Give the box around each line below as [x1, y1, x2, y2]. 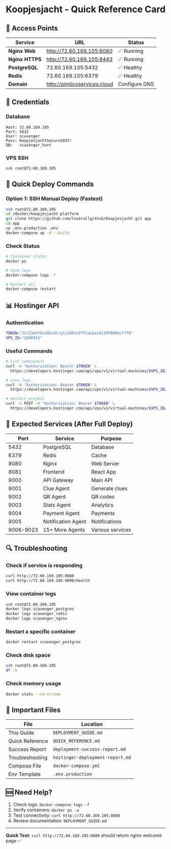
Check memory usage [6, 680, 61, 687]
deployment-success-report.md [53, 747, 126, 752]
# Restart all [6, 281, 36, 287]
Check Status [6, 242, 40, 249]
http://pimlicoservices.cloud [46, 80, 114, 88]
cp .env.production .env [6, 225, 58, 231]
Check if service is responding [6, 562, 83, 569]
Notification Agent [43, 518, 87, 525]
